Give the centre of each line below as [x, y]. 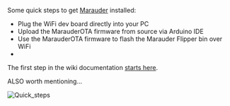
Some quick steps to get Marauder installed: [72, 10]
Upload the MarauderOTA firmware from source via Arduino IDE [110, 31]
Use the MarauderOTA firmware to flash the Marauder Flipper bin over [120, 39]
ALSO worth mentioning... [45, 81]
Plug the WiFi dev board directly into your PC [83, 24]
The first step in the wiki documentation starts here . [82, 67]
